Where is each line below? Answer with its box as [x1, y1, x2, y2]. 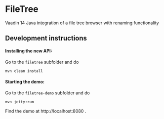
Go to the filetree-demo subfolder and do [5, 90, 90, 96]
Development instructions [5, 34, 87, 42]
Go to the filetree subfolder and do [5, 59, 79, 65]
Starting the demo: [5, 79, 44, 85]
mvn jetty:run [5, 99, 35, 104]
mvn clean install [5, 68, 43, 74]
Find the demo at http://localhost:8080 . [5, 108, 86, 114]
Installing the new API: [5, 48, 52, 54]
